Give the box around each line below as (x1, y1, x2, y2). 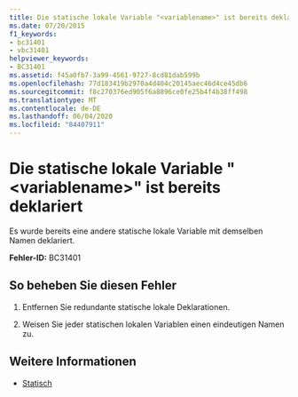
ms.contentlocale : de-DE (9, 104, 101, 113)
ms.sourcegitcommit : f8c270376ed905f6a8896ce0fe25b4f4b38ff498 (9, 87, 248, 96)
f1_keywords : (9, 29, 58, 38)
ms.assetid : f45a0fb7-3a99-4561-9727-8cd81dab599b (9, 71, 200, 80)
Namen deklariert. (9, 234, 75, 245)
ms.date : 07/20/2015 (9, 21, 86, 30)
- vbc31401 (9, 46, 50, 55)
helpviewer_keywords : (9, 54, 90, 63)
